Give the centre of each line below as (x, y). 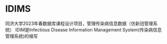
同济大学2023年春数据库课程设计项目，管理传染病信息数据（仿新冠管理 (79, 23)
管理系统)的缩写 (22, 36)
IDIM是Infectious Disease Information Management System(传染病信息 (88, 30)
